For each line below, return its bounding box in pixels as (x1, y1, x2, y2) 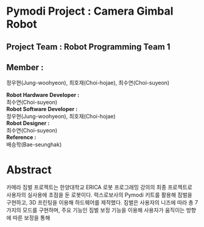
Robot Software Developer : (6, 106, 78, 113)
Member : (6, 62, 44, 73)
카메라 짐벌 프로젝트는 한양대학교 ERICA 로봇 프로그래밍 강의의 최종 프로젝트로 (6, 184, 193, 191)
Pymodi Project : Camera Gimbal (6, 4, 174, 18)
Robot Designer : (6, 120, 50, 127)
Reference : (6, 134, 37, 141)
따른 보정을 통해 (12, 214, 51, 222)
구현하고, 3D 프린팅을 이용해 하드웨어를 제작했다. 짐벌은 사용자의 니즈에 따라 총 (6, 199, 194, 206)
